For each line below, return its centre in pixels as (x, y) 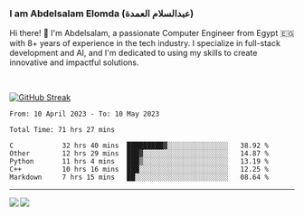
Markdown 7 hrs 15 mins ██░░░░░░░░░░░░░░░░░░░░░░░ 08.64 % (139, 178)
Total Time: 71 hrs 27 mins (62, 130)
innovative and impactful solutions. (74, 62)
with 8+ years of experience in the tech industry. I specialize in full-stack (145, 43)
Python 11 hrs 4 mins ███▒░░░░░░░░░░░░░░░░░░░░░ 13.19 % (139, 162)
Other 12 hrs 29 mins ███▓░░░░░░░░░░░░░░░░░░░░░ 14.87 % (139, 154)
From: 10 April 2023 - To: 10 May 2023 (85, 114)
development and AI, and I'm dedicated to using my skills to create (133, 53)
